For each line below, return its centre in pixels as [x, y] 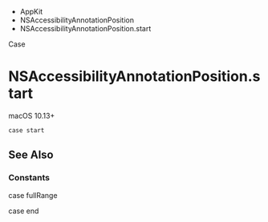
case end [24, 211]
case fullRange [33, 195]
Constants [29, 178]
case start [26, 130]
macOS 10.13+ [32, 115]
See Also [31, 155]
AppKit [31, 12]
